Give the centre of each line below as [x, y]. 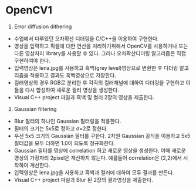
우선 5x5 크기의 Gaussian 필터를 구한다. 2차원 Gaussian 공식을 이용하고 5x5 [102, 136]
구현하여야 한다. [32, 60]
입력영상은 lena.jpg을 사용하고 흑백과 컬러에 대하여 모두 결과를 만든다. [94, 172]
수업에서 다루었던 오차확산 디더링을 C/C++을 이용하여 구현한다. [86, 38]
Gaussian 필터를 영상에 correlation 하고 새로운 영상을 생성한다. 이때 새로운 [100, 150]
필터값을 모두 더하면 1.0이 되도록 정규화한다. [64, 143]
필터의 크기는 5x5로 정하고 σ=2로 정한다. [61, 128]
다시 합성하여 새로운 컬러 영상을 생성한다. [72, 90]
